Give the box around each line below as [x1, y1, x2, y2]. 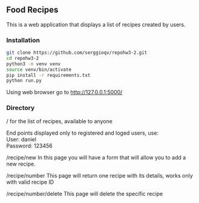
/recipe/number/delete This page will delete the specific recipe [6, 190, 163, 197]
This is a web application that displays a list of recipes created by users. [6, 21, 186, 28]
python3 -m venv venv [6, 60, 61, 67]
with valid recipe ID [6, 178, 54, 185]
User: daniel [6, 135, 36, 143]
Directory [6, 104, 35, 112]
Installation [6, 36, 41, 44]
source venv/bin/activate [6, 66, 71, 72]
